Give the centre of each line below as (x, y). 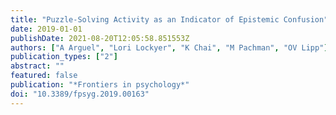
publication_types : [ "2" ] (64, 57)
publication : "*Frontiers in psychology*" (100, 85)
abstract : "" (37, 66)
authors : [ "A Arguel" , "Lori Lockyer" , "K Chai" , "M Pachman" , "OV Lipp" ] (169, 47)
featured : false (44, 76)
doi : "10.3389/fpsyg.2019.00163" (80, 94)
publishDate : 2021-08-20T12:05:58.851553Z (100, 38)
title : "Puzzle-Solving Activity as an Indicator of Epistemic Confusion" (169, 19)
